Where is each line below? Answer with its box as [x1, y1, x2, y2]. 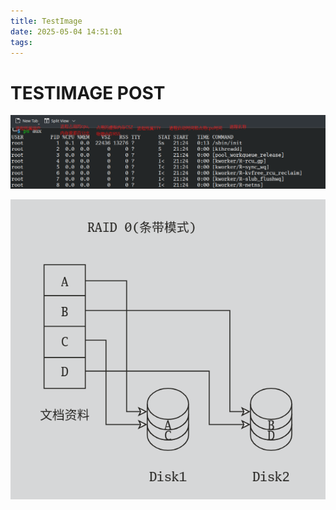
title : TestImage [10, 16, 83, 26]
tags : [10, 37, 33, 47]
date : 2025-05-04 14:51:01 [10, 26, 123, 37]
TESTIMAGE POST [10, 81, 166, 104]
